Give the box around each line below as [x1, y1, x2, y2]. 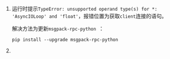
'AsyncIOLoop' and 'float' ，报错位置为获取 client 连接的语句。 [11, 12, 167, 19]
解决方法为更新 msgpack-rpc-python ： [11, 25, 104, 32]
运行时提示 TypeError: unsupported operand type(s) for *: [11, 5, 158, 12]
